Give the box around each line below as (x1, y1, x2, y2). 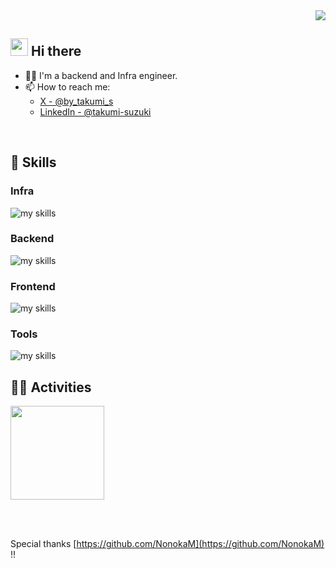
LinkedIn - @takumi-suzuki (39, 105, 152, 118)
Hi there (30, 43, 82, 60)
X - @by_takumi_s (39, 95, 114, 107)
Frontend (10, 279, 56, 293)
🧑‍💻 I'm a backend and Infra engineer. (24, 69, 178, 81)
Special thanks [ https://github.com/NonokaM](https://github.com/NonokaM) (10, 538, 325, 550)
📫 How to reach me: (24, 80, 111, 93)
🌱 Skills (10, 154, 57, 171)
